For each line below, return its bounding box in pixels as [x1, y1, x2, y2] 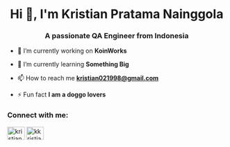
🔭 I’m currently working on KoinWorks [17, 46, 127, 55]
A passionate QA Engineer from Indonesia [44, 31, 189, 41]
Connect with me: [7, 110, 69, 120]
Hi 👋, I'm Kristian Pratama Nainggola [10, 6, 224, 22]
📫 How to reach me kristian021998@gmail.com [17, 74, 159, 83]
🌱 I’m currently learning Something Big [17, 60, 130, 69]
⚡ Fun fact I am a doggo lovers [17, 90, 106, 99]
